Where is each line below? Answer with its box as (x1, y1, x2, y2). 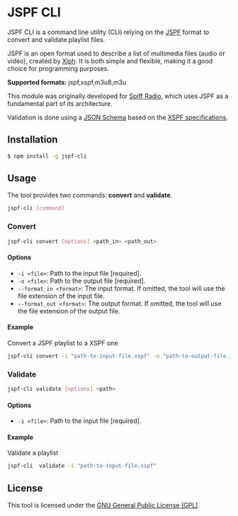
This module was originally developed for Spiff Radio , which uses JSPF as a (7, 92, 229, 100)
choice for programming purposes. (7, 64, 110, 72)
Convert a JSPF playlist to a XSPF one (7, 338, 118, 347)
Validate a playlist (7, 448, 59, 457)
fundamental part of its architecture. (7, 99, 113, 107)
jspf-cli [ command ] (7, 205, 65, 212)
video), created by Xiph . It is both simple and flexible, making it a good (7, 56, 213, 65)
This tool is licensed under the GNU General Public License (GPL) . (7, 501, 200, 510)
